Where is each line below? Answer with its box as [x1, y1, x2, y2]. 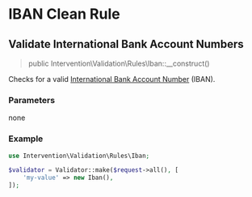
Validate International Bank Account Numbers [8, 37, 244, 51]
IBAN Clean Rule [8, 5, 120, 24]
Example [8, 133, 44, 144]
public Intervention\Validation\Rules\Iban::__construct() [27, 58, 210, 68]
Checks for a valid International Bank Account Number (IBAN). [8, 75, 216, 84]
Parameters [8, 94, 55, 105]
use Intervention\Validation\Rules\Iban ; [8, 152, 150, 160]
